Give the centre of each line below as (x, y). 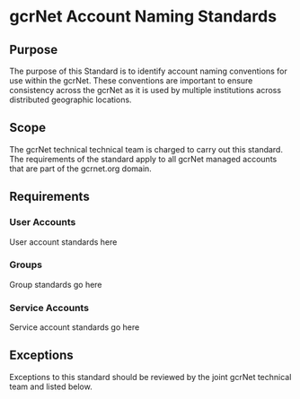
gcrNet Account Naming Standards (143, 17)
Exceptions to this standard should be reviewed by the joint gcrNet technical (150, 377)
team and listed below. (51, 386)
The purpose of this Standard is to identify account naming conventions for (148, 71)
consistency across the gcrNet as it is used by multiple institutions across (145, 90)
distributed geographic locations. (71, 100)
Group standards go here (56, 284)
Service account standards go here (75, 327)
